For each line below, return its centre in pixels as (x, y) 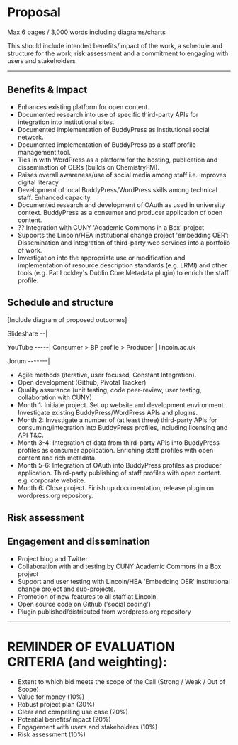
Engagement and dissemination (79, 542)
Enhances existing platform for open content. (84, 106)
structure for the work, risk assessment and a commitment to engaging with (118, 53)
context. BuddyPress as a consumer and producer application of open (120, 212)
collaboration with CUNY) (55, 397)
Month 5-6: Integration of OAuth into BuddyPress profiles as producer (119, 465)
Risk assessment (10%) (52, 734)
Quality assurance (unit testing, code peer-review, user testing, (109, 390)
